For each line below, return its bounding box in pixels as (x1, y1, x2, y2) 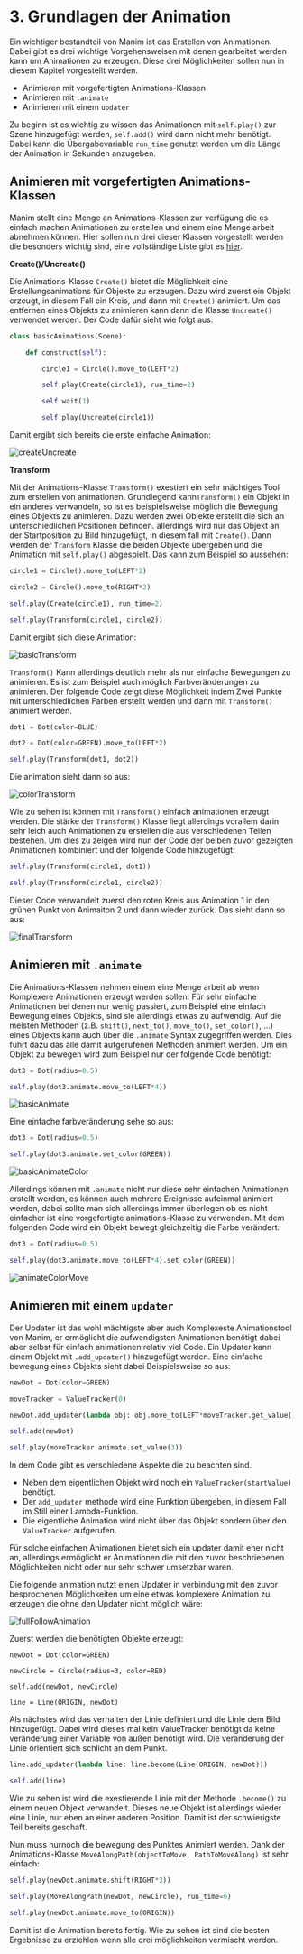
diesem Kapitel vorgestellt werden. (9, 65, 138, 76)
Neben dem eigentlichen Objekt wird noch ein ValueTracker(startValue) (22, 1477, 292, 1488)
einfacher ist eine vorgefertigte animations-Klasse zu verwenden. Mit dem (9, 1212, 285, 1224)
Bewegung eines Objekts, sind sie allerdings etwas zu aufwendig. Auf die (9, 1010, 282, 1021)
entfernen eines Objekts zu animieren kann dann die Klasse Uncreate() (9, 304, 273, 315)
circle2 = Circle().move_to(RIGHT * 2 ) (9, 582, 151, 592)
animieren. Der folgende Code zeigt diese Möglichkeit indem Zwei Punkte (9, 686, 282, 697)
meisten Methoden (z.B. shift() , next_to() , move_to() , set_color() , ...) (9, 1020, 273, 1031)
